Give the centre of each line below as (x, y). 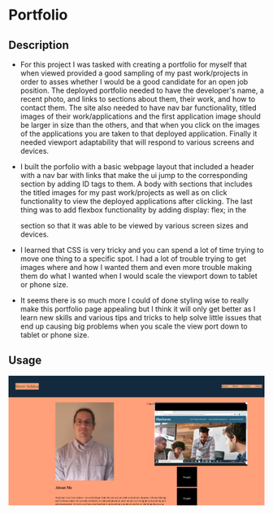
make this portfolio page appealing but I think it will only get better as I (138, 309)
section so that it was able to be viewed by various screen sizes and (134, 226)
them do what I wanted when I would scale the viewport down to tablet (139, 276)
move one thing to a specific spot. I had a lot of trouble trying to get (133, 259)
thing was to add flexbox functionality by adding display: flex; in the (133, 210)
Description (39, 45)
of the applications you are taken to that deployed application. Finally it (139, 133)
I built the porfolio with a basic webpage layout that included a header (137, 167)
